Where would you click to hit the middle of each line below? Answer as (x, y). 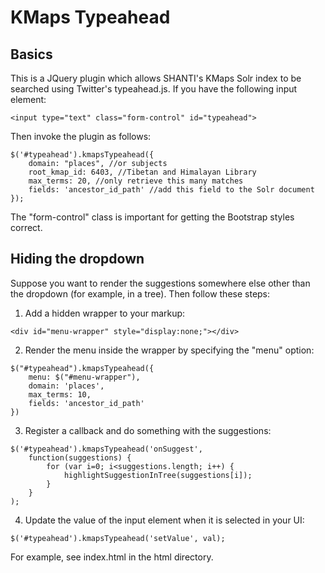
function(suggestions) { (80, 457)
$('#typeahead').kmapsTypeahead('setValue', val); (118, 538)
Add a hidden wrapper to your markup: (105, 313)
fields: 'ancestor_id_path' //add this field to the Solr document (171, 190)
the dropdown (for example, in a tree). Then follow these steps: (140, 293)
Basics (31, 54)
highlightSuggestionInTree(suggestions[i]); (158, 475)
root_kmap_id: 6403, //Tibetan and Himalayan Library (142, 172)
